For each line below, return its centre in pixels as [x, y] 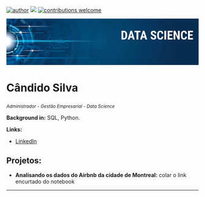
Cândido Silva [42, 88]
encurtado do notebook [45, 182]
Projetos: [24, 160]
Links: [14, 130]
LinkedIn [26, 141]
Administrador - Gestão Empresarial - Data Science [61, 106]
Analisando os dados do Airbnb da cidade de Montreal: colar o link [101, 175]
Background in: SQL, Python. [43, 118]
